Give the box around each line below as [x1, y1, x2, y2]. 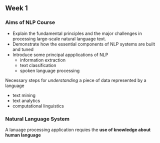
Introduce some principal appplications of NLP [12, 51, 108, 57]
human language [5, 132, 41, 138]
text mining [12, 92, 36, 98]
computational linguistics [12, 102, 64, 109]
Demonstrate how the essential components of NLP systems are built [12, 41, 155, 47]
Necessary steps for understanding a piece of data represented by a [5, 77, 146, 83]
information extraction [19, 57, 66, 63]
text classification [19, 62, 56, 68]
